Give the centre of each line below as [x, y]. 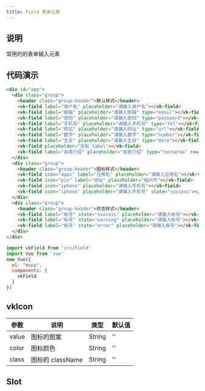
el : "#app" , [27, 265]
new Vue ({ [19, 259]
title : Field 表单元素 [33, 12]
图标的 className [57, 359]
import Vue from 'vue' [35, 254]
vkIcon [20, 307]
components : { [30, 271]
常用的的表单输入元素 [33, 54]
